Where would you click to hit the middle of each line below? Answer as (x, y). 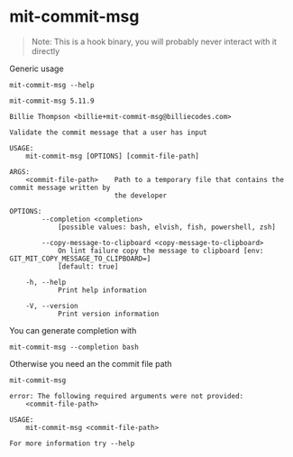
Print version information (108, 314)
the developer (141, 196)
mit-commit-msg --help (52, 85)
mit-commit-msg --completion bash (74, 347)
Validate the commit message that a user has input (108, 133)
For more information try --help (72, 443)
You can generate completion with (73, 330)
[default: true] (88, 266)
